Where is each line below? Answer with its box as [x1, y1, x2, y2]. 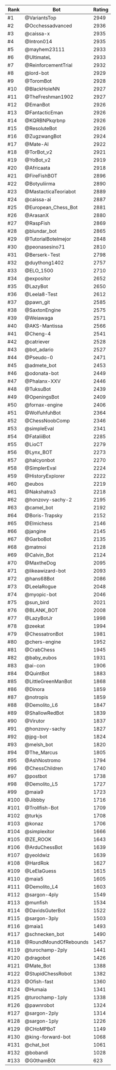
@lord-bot [25, 70, 49, 76]
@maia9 [25, 789, 43, 795]
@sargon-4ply [25, 892, 59, 898]
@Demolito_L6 [25, 702, 58, 708]
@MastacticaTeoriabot [25, 188, 76, 195]
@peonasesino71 [25, 244, 65, 250]
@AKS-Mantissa [25, 323, 63, 329]
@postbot [25, 773, 47, 779]
